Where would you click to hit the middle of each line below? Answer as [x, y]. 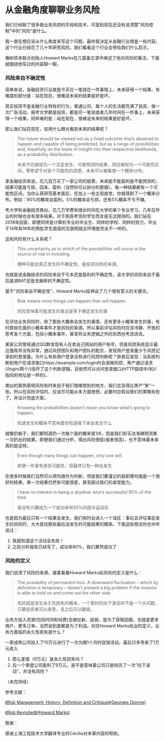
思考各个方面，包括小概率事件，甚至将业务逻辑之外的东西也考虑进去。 [76, 334]
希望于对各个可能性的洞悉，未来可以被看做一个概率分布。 [88, 171]
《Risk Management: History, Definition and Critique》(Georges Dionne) [76, 702]
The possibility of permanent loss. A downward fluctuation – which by [88, 582]
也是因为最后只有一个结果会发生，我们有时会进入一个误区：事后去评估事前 [80, 518]
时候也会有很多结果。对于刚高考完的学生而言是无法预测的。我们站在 [82, 216]
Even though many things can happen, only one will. [70, 456]
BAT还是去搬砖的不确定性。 [46, 281]
